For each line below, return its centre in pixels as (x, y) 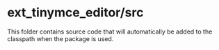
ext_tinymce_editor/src (75, 13)
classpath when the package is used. (60, 38)
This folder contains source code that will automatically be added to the (110, 32)
